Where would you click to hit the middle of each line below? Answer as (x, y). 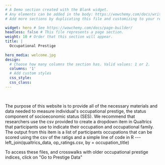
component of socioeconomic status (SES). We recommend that (70, 116)
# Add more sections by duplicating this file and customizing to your (80, 19)
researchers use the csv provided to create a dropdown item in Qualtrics (79, 121)
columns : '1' (23, 69)
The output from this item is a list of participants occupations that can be (79, 132)
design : (13, 59)
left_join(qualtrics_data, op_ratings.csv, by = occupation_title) (67, 142)
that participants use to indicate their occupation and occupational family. (80, 127)
